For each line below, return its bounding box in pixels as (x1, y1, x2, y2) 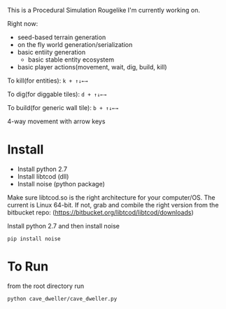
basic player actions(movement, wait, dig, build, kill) (17, 63, 167, 71)
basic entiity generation (17, 48, 86, 56)
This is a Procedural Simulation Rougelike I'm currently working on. (7, 6, 201, 14)
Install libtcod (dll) (17, 172, 69, 181)
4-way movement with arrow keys (7, 117, 106, 125)
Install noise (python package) (17, 179, 105, 188)
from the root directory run (7, 282, 85, 290)
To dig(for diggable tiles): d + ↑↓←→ (7, 90, 107, 98)
